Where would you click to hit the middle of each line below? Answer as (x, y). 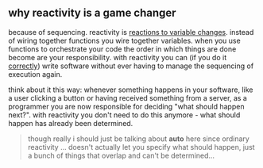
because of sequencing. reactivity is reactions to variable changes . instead (131, 32)
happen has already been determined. (71, 123)
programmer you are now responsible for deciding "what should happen (126, 106)
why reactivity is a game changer (92, 13)
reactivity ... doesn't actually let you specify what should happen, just (141, 147)
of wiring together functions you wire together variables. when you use (124, 40)
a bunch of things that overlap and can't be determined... (121, 155)
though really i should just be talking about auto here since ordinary (139, 139)
